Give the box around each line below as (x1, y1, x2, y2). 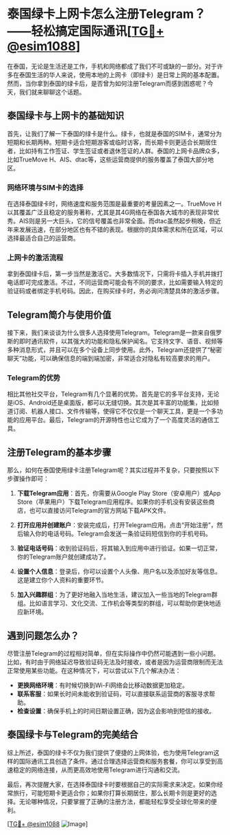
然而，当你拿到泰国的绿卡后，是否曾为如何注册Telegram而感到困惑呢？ (7, 79, 207, 87)
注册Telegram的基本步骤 (7, 446, 112, 458)
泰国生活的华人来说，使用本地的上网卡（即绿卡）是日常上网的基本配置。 (18, 70, 223, 79)
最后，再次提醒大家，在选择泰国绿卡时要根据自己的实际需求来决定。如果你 (7, 780, 217, 788)
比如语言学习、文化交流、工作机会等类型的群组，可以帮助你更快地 (29, 599, 216, 608)
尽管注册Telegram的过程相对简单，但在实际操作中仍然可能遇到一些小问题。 (7, 649, 220, 658)
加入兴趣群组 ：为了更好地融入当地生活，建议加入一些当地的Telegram (16, 590, 212, 599)
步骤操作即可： (7, 475, 49, 483)
